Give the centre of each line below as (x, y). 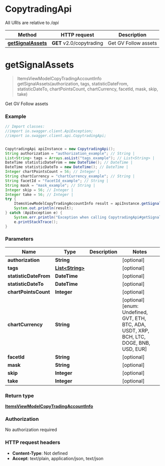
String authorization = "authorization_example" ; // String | (70, 153)
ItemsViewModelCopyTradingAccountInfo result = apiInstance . (78, 204)
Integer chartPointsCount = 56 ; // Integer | (52, 172)
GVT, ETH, (134, 318)
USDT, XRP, (136, 330)
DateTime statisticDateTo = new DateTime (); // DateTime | (67, 167)
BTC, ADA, (134, 324)
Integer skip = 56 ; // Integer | (39, 190)
